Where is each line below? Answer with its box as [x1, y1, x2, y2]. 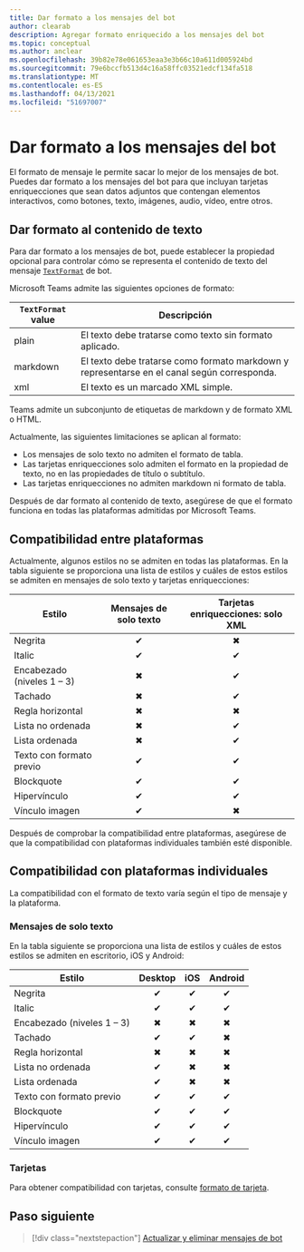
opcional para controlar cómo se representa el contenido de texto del [9, 256, 268, 267]
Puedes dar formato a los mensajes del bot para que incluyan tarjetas [9, 176, 269, 187]
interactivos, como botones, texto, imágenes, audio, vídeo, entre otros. [9, 196, 273, 207]
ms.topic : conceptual [9, 38, 91, 48]
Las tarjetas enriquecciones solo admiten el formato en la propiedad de [22, 459, 289, 470]
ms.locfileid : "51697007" [9, 97, 107, 107]
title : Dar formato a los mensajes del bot [9, 13, 176, 23]
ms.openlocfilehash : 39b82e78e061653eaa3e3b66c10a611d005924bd [9, 55, 253, 64]
